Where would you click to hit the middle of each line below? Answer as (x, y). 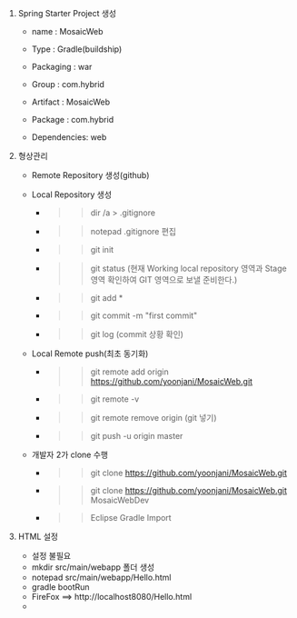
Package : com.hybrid (73, 120)
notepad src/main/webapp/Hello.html (101, 577)
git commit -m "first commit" (144, 315)
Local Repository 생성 (71, 194)
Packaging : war (62, 67)
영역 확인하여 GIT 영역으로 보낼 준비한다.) (164, 279)
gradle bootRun (60, 587)
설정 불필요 (51, 556)
